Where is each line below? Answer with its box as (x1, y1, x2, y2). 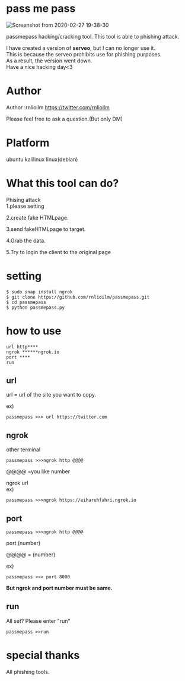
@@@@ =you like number (6, 468, 71, 475)
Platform (6, 136, 50, 150)
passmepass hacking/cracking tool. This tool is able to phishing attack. (6, 33, 180, 40)
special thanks (6, 649, 80, 662)
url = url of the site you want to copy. (6, 391, 97, 398)
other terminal (6, 446, 40, 453)
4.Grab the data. (6, 237, 46, 244)
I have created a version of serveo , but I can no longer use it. (6, 44, 156, 52)
